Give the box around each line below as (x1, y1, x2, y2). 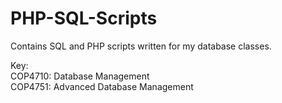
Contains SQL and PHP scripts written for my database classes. (10, 40, 272, 52)
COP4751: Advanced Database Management (10, 80, 194, 92)
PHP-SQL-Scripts (10, 7, 158, 30)
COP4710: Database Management (10, 70, 150, 82)
